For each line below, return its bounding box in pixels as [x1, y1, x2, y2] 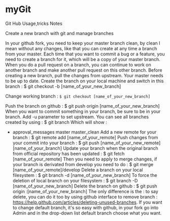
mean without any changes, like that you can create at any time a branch [5, 45, 157, 51]
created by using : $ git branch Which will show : [5, 119, 108, 125]
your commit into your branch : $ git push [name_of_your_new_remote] [12, 140, 161, 146]
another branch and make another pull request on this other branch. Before [5, 67, 162, 73]
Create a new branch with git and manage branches [5, 30, 114, 36]
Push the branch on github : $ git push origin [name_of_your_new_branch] [5, 103, 160, 109]
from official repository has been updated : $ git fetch [12, 150, 125, 156]
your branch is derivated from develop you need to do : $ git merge [12, 161, 154, 167]
